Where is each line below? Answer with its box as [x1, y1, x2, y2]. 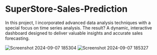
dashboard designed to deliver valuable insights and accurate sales [5, 30, 143, 36]
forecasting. [5, 35, 30, 41]
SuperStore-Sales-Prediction [5, 3, 128, 15]
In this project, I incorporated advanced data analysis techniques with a [5, 20, 151, 26]
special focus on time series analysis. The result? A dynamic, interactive [5, 25, 153, 30]
